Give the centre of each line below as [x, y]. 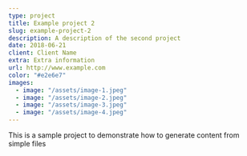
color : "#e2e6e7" [37, 75]
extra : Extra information [51, 61]
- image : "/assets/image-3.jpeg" [71, 105]
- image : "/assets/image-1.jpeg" [71, 90]
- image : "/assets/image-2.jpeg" [71, 98]
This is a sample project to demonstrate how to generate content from [124, 135]
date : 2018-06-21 [37, 46]
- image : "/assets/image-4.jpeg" [71, 113]
